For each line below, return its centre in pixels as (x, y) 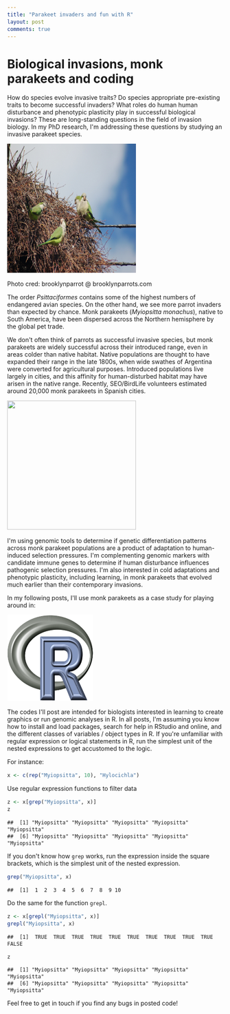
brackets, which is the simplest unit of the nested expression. (94, 863)
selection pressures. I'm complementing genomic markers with (121, 556)
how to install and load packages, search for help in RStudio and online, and (114, 727)
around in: (22, 605)
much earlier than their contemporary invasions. (75, 584)
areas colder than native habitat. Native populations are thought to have (108, 355)
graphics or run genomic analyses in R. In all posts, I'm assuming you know (113, 719)
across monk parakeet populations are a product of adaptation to (99, 548)
